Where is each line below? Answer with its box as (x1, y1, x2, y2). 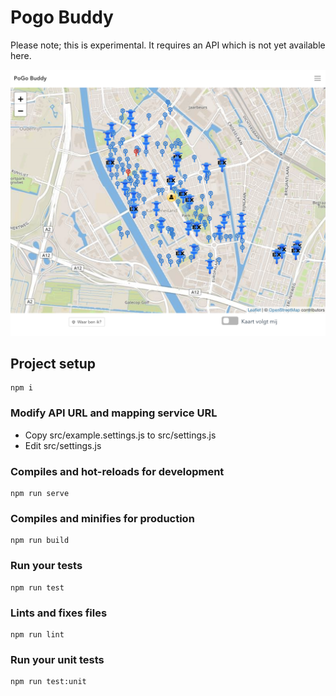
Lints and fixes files (10, 606, 108, 620)
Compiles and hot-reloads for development (10, 464, 225, 478)
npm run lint (10, 629, 65, 640)
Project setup (10, 356, 97, 373)
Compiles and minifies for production (10, 512, 195, 525)
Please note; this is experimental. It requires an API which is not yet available (10, 39, 326, 51)
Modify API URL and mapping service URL (10, 406, 218, 420)
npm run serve (10, 489, 70, 499)
